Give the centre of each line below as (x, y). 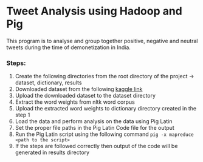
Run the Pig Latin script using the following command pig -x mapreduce (104, 134)
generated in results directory (52, 152)
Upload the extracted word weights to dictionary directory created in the (105, 109)
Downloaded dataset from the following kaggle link (79, 89)
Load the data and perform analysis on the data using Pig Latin (94, 121)
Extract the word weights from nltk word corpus (75, 102)
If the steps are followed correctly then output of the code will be (96, 146)
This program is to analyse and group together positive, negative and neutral (102, 41)
